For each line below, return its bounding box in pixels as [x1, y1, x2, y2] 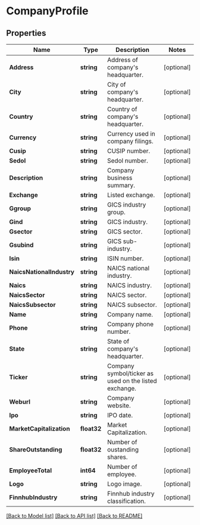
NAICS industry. [107, 281, 152, 289]
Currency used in [107, 130, 156, 138]
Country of [107, 105, 138, 113]
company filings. [107, 137, 154, 145]
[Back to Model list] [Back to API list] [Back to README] [6, 512, 143, 519]
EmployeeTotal [9, 466, 52, 474]
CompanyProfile [6, 4, 89, 18]
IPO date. [107, 411, 133, 419]
